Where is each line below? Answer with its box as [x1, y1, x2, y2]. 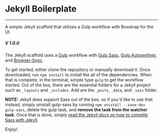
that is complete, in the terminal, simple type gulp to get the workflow [5, 77, 144, 82]
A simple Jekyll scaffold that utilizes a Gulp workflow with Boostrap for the [5, 24, 154, 29]
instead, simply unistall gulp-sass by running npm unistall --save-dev [5, 101, 146, 107]
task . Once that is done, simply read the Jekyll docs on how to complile [5, 112, 148, 118]
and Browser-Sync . [5, 57, 44, 63]
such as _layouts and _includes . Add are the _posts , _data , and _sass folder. [5, 87, 158, 93]
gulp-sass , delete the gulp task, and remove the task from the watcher [5, 107, 148, 112]
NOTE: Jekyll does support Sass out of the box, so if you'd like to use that [5, 96, 153, 102]
